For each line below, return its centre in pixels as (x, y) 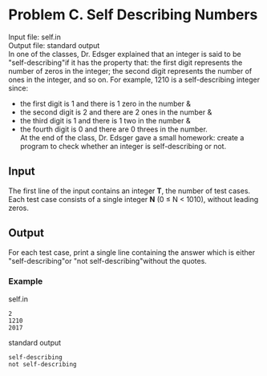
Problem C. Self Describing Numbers (133, 15)
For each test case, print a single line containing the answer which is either (131, 252)
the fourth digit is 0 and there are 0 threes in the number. (114, 129)
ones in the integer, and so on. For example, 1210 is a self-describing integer (134, 79)
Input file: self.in (35, 37)
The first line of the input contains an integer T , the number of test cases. (129, 191)
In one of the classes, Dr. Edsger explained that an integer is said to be (125, 54)
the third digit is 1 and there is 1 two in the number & (105, 120)
